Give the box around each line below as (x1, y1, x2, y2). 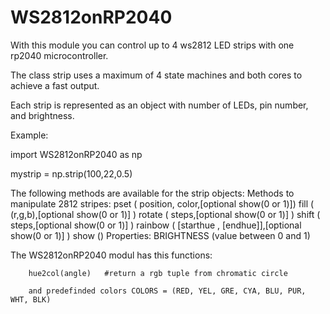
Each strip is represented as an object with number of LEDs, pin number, (10, 99, 309, 111)
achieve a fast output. (10, 79, 100, 91)
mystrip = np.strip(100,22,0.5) (10, 167, 133, 180)
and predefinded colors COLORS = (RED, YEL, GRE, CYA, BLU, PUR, (28, 286, 307, 296)
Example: (10, 129, 49, 141)
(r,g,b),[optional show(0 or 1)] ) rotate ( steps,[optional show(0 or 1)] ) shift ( (10, 208, 321, 220)
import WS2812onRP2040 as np (10, 148, 143, 160)
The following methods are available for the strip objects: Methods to (10, 187, 295, 199)
